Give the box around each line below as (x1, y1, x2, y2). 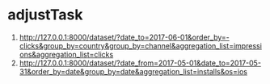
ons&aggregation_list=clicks (19, 49, 114, 59)
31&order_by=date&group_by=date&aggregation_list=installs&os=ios (19, 66, 248, 76)
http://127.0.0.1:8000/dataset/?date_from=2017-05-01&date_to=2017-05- (19, 58, 262, 68)
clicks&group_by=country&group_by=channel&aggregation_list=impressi (19, 40, 262, 50)
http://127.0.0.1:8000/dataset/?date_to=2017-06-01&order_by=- (19, 32, 230, 42)
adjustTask (7, 6, 83, 24)
